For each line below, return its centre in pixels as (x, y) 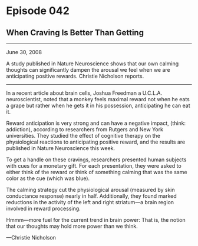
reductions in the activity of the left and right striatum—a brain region (90, 202)
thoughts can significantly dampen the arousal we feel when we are (88, 70)
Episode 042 (38, 11)
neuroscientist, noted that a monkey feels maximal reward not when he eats (98, 99)
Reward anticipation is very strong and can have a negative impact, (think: (96, 123)
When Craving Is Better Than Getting (75, 33)
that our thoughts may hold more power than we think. (72, 226)
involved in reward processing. (43, 208)
